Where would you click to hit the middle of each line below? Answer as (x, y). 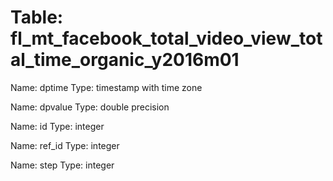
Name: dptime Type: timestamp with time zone (106, 87)
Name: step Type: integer (62, 165)
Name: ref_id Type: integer (65, 145)
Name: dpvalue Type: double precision (90, 107)
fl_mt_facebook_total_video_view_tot (166, 38)
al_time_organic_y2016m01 (125, 60)
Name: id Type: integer (57, 126)
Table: (37, 17)
